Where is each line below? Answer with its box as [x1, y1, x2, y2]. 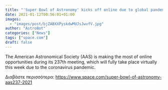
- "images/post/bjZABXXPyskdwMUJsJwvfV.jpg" [9, 21, 104, 26]
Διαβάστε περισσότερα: [5, 73, 54, 80]
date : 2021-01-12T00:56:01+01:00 [5, 12, 75, 17]
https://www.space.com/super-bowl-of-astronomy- [55, 73, 162, 80]
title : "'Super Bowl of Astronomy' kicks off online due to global [5, 7, 149, 12]
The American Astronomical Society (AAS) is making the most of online [5, 53, 152, 59]
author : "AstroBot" [5, 26, 46, 31]
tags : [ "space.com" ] [5, 35, 48, 40]
